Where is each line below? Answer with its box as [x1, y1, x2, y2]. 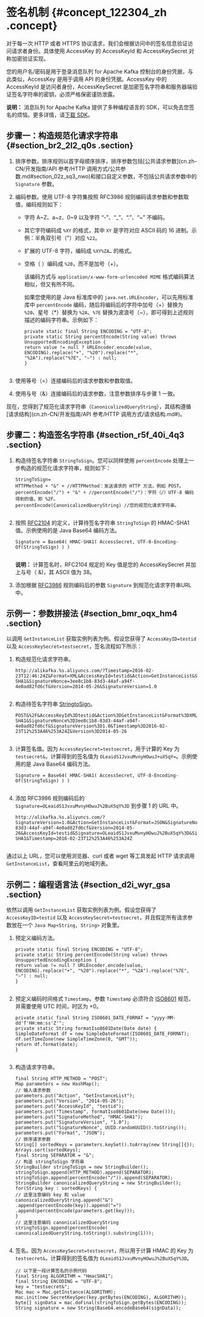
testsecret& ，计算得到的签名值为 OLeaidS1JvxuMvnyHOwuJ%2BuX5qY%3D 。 [15, 1254, 192, 1262]
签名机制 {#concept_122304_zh [6, 5, 167, 19]
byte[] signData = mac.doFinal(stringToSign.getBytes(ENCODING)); [15, 1300, 187, 1306]
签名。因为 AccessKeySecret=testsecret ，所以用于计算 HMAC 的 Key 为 [15, 1247, 194, 1254]
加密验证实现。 [11, 55, 49, 62]
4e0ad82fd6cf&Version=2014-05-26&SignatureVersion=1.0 [15, 684, 157, 690]
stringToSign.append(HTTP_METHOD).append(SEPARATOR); [15, 1169, 154, 1176]
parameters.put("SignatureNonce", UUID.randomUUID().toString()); [15, 1125, 187, 1131]
